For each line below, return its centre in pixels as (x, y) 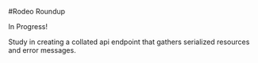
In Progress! (28, 26)
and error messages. (42, 50)
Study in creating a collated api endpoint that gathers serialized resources (129, 42)
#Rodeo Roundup (37, 11)
